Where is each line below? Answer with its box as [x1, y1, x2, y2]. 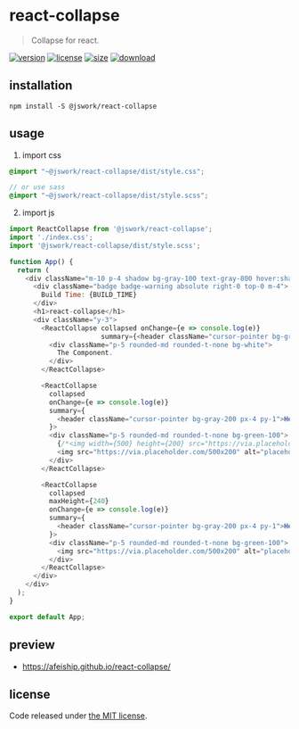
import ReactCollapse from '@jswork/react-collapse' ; [9, 225, 214, 234]
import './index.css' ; [9, 233, 93, 242]
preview [9, 637, 55, 652]
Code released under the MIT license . [9, 710, 148, 721]
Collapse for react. [30, 35, 100, 46]
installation [9, 78, 73, 94]
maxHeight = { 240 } [48, 497, 109, 506]
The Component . [56, 349, 114, 358]
